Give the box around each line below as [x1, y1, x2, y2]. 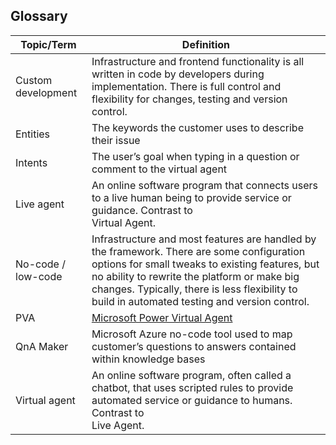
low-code [15, 269, 63, 283]
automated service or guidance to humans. [91, 393, 293, 407]
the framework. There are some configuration [91, 244, 306, 258]
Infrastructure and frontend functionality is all [91, 54, 305, 68]
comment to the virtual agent [91, 162, 228, 176]
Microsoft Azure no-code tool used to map [91, 327, 293, 341]
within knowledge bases [91, 352, 206, 366]
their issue [91, 133, 141, 147]
